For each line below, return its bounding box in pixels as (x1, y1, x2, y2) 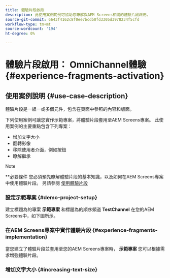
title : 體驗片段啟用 (5, 7, 44, 13)
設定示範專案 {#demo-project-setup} (5, 194, 97, 201)
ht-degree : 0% (5, 31, 36, 36)
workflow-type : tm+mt (5, 21, 51, 27)
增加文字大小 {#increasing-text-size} (5, 266, 98, 273)
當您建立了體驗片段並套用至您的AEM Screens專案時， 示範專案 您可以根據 (5, 245, 161, 252)
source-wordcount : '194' (5, 26, 58, 32)
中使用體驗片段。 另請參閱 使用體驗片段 (5, 180, 88, 186)
